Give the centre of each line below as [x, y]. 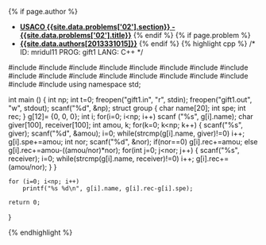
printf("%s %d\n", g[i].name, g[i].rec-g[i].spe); [108, 189]
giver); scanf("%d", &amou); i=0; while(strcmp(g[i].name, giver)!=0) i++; [126, 133]
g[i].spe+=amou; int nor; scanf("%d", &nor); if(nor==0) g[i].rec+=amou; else [133, 142]
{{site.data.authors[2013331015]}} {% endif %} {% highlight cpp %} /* [137, 44]
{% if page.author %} [43, 11]
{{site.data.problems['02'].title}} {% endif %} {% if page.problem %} [135, 35]
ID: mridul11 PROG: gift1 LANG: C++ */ [81, 52]
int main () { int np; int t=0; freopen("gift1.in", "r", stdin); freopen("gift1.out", [130, 100]
